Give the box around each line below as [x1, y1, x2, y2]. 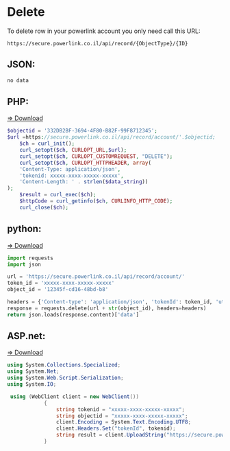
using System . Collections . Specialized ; [7, 362, 121, 369]
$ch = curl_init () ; [19, 140, 75, 148]
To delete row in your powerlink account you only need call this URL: [7, 27, 201, 35]
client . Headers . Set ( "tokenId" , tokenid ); [55, 425, 176, 432]
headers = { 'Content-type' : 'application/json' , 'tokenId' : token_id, [7, 299, 213, 305]
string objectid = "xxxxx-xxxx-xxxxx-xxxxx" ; [55, 413, 188, 419]
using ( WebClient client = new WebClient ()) [10, 393, 139, 400]
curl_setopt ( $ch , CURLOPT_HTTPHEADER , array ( [19, 159, 152, 166]
